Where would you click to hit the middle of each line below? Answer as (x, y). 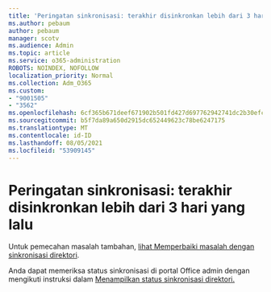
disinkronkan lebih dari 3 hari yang (127, 207)
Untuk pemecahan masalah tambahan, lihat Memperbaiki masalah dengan (131, 247)
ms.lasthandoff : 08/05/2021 (56, 143)
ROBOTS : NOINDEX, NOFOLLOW (54, 68)
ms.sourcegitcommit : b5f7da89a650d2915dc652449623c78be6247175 (117, 121)
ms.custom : (27, 90)
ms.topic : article (39, 53)
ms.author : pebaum (39, 23)
